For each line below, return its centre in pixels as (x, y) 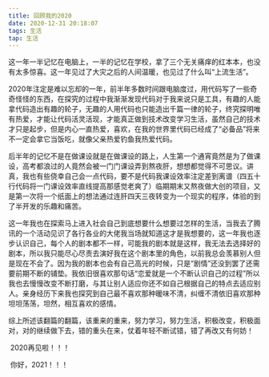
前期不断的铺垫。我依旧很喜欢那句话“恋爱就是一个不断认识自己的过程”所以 (137, 274)
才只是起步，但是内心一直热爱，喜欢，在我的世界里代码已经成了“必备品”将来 (134, 129)
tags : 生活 (25, 30)
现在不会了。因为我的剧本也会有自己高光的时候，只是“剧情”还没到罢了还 (134, 263)
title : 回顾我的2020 (40, 16)
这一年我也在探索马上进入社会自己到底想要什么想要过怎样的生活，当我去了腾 (134, 223)
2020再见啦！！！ (40, 348)
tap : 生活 (23, 38)
